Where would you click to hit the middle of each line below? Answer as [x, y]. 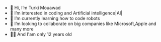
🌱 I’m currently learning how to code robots [55, 18]
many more [22, 29]
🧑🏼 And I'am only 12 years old [41, 34]
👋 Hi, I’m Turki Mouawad [35, 8]
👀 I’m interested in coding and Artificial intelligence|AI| [66, 13]
